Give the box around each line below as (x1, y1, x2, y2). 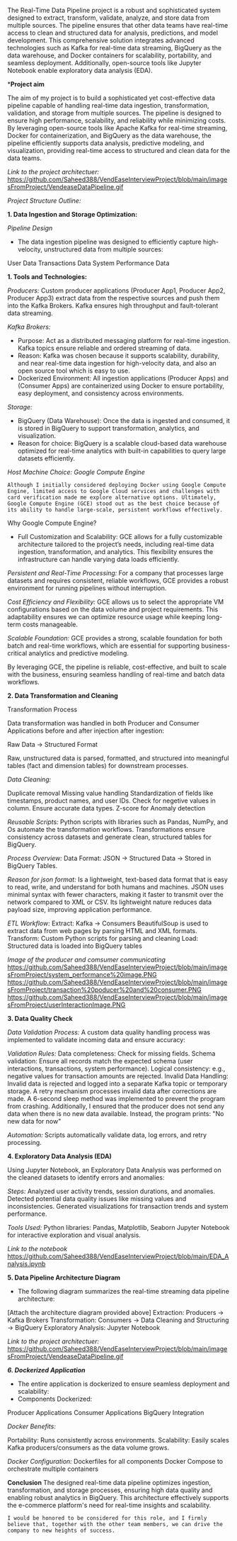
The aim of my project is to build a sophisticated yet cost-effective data (7, 94, 216, 102)
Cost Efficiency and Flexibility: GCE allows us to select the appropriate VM (7, 598, 224, 606)
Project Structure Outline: (7, 196, 81, 205)
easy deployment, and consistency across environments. (17, 389, 184, 397)
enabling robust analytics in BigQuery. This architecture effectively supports (7, 1494, 229, 1501)
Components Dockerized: (17, 1395, 93, 1403)
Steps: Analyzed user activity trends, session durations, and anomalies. (7, 1187, 216, 1195)
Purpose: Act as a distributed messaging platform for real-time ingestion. (17, 337, 231, 344)
